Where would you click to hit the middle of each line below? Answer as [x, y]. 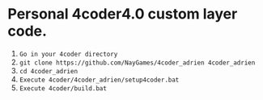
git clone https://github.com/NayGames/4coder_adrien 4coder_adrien [137, 62]
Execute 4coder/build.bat [63, 88]
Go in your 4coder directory [68, 54]
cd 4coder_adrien [49, 71]
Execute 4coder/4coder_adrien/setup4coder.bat [99, 80]
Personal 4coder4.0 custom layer [123, 14]
